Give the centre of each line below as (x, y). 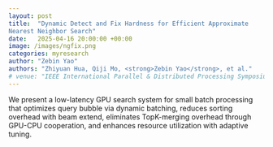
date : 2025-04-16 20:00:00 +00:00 (70, 39)
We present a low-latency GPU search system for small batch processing (131, 99)
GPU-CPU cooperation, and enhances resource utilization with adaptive (128, 125)
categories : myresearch (49, 54)
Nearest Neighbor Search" (52, 31)
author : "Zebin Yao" (43, 62)
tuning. (20, 134)
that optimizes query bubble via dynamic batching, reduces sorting (121, 108)
